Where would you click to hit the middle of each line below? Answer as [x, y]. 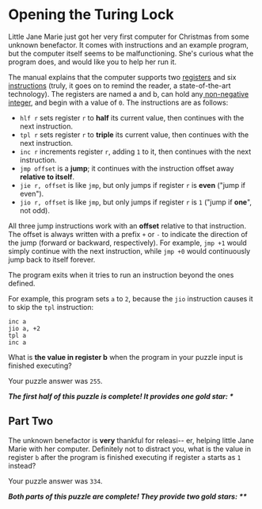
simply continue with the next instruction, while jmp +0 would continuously [129, 251]
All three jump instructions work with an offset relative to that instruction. [127, 226]
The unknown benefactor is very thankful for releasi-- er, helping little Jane [131, 440]
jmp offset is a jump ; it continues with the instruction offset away [127, 168]
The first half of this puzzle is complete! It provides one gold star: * [121, 396]
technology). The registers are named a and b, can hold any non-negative [129, 94]
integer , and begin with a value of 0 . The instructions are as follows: [118, 102]
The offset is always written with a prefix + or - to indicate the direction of [128, 234]
